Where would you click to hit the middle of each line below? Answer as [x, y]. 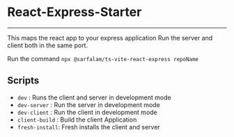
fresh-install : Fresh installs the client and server [88, 127]
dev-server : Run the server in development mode [88, 104]
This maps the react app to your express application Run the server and [110, 38]
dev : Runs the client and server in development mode [94, 97]
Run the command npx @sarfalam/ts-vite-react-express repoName [103, 58]
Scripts [23, 81]
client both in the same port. [48, 45]
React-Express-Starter [75, 12]
